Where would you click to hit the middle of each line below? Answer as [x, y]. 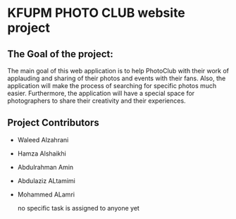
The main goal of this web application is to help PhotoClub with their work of [118, 71]
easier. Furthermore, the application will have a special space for [101, 93]
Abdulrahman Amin [45, 167]
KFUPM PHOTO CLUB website [96, 13]
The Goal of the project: [61, 54]
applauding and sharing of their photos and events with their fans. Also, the [117, 78]
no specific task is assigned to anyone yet [78, 208]
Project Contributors [54, 123]
